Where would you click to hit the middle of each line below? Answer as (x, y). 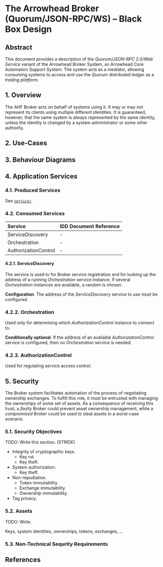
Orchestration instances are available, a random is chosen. (64, 284)
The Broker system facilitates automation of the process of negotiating (76, 393)
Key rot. (27, 457)
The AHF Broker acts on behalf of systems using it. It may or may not (74, 107)
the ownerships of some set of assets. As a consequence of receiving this (79, 403)
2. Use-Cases (26, 143)
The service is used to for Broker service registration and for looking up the (81, 274)
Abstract (19, 47)
